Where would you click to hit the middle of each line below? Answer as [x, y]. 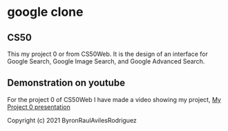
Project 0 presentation [39, 107]
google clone [45, 12]
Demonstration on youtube [66, 83]
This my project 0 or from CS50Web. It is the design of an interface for [108, 54]
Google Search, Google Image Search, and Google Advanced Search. [106, 61]
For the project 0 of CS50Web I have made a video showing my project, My [114, 99]
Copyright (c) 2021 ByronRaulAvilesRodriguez [72, 120]
